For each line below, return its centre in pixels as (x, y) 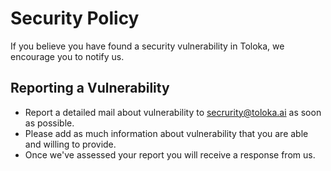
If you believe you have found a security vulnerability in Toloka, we (147, 46)
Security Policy (75, 18)
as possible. (49, 123)
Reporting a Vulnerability (90, 88)
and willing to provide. (70, 144)
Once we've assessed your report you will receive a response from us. (170, 154)
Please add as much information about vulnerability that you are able (166, 133)
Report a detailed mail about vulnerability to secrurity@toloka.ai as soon (173, 112)
